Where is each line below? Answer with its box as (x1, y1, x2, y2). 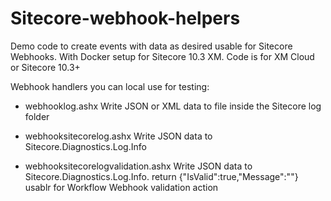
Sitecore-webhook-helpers (10, 7, 241, 30)
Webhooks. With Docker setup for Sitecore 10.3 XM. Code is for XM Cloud (10, 50, 315, 62)
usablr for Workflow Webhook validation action (24, 181, 219, 193)
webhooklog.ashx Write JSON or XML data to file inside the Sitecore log (24, 100, 322, 112)
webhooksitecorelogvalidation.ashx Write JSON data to (24, 160, 253, 172)
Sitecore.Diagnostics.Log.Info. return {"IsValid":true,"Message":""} (24, 170, 299, 182)
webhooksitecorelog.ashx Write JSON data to (24, 130, 213, 142)
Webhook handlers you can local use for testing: (10, 80, 210, 92)
